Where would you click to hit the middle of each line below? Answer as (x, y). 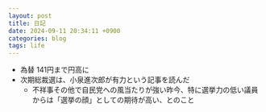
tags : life (27, 46)
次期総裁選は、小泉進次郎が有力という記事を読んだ (105, 80)
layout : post (30, 16)
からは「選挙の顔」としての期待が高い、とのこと (113, 100)
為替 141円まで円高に (54, 70)
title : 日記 (27, 23)
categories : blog (37, 38)
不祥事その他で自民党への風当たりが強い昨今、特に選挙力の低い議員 (145, 90)
